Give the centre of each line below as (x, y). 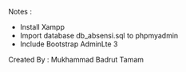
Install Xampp (42, 27)
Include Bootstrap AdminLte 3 (69, 44)
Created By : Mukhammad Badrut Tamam (76, 60)
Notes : (20, 12)
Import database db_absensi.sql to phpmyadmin (99, 36)
